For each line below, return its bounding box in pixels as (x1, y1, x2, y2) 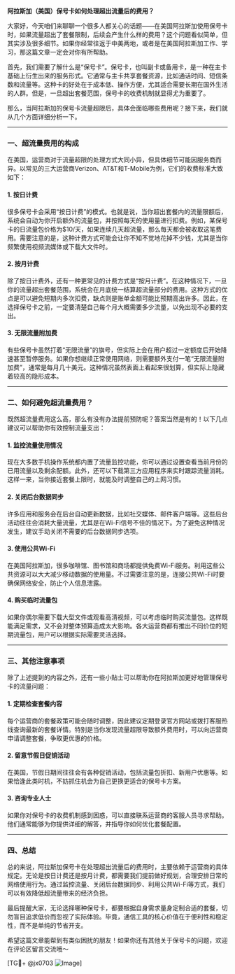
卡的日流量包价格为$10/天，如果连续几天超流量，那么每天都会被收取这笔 (7, 225, 216, 233)
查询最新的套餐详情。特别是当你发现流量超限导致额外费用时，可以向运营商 (13, 725, 228, 733)
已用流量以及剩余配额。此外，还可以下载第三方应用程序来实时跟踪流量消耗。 (7, 467, 228, 475)
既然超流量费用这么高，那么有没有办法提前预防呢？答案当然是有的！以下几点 (7, 415, 228, 423)
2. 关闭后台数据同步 (7, 493, 64, 501)
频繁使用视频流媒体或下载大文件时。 (7, 242, 112, 250)
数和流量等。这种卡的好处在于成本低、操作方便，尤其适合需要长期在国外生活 (7, 80, 228, 88)
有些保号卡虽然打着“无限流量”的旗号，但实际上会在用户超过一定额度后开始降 (7, 346, 227, 354)
